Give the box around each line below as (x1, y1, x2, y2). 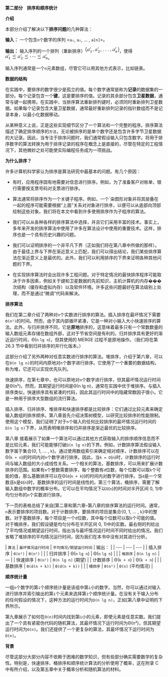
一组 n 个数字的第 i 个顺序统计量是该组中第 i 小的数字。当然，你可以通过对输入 (5, 584, 161, 590)
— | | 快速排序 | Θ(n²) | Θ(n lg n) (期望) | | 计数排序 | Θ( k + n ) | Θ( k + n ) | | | (5, 557, 161, 562)
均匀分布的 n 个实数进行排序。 (5, 492, 65, 497)
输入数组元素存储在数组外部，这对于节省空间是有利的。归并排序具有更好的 (5, 330, 158, 336)
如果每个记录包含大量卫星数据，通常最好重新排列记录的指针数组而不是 (13, 105, 158, 111)
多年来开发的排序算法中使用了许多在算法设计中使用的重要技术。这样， (12, 225, 157, 231)
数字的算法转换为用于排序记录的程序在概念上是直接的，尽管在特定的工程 (9, 141, 158, 147)
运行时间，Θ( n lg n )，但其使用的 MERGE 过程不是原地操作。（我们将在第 (9, 337, 158, 342)
